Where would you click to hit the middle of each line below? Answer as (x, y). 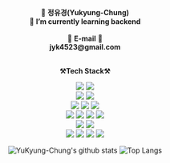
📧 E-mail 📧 (85, 38)
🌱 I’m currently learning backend (85, 22)
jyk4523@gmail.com (85, 47)
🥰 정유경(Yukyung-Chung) (85, 12)
